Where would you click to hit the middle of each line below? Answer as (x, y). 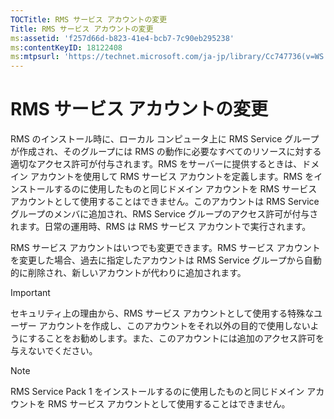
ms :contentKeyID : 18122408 (66, 47)
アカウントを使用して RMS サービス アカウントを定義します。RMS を (172, 177)
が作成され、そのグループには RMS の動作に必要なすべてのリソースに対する (166, 152)
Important (30, 293)
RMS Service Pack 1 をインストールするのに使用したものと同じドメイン (157, 392)
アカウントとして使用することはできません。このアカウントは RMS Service (165, 202)
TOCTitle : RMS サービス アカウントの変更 (89, 19)
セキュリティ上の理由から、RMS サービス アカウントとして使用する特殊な (162, 313)
